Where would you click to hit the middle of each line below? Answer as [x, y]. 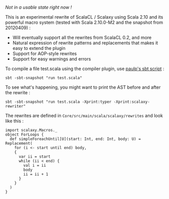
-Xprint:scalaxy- [132, 102]
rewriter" [16, 106]
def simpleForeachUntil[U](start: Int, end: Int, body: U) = [75, 139]
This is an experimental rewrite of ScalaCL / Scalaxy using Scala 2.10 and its [84, 17]
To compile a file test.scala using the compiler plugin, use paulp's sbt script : [85, 69]
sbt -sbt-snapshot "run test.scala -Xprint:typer [59, 102]
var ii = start [35, 157]
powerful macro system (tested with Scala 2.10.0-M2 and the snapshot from [84, 22]
